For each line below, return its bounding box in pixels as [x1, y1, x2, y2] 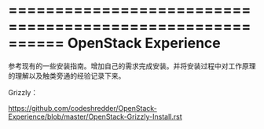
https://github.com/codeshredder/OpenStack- [8, 103, 157, 112]
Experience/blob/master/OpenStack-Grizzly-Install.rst [8, 112, 182, 121]
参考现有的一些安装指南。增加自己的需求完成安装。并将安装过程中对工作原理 [8, 61, 256, 71]
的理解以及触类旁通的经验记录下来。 [8, 71, 126, 80]
